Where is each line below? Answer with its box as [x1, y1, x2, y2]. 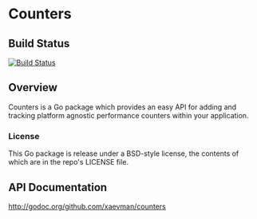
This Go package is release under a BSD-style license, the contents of [8, 149, 239, 158]
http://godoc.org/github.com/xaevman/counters [8, 201, 166, 211]
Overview [8, 81, 58, 94]
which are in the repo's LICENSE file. [8, 157, 129, 167]
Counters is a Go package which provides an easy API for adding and [8, 102, 237, 112]
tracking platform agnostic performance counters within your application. [8, 110, 249, 120]
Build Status [8, 37, 70, 50]
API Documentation [8, 181, 108, 194]
